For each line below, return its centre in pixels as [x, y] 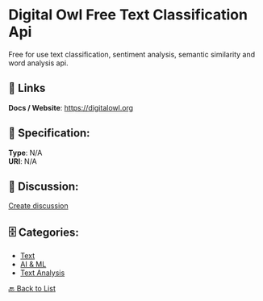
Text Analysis [42, 273]
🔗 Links [27, 88]
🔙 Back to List [32, 289]
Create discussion [38, 206]
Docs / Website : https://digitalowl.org [71, 107]
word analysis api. [38, 63]
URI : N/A [23, 161]
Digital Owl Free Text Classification [128, 15]
